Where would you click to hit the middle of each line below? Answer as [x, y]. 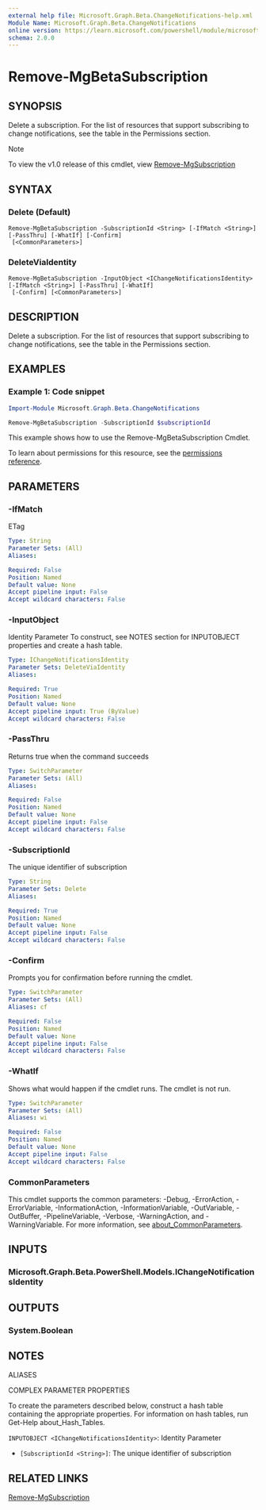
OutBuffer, [25, 1216]
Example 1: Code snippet [57, 392]
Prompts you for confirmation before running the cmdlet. [101, 978]
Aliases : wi [28, 1118]
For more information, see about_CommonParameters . [154, 1224]
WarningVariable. [36, 1224]
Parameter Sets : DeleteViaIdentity [67, 667]
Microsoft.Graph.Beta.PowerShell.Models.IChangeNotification [131, 1272]
